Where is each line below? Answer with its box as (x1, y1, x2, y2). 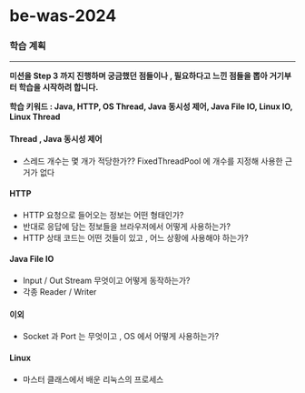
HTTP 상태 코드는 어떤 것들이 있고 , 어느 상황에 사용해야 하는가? (22, 232, 249, 243)
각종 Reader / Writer (22, 287, 97, 297)
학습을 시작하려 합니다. (18, 82, 99, 93)
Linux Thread (9, 111, 61, 123)
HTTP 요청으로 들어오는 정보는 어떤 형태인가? (22, 209, 184, 220)
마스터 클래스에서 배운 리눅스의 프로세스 (22, 374, 164, 385)
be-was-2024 (9, 5, 117, 26)
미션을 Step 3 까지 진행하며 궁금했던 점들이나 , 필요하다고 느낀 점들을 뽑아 (9, 70, 268, 82)
